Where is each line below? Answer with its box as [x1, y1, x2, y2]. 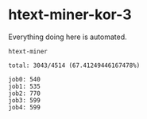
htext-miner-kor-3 [8, 6, 132, 24]
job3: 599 [8, 96, 41, 105]
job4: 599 [8, 103, 41, 111]
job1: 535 [8, 82, 41, 90]
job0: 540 [8, 75, 41, 83]
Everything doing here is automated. [8, 32, 127, 42]
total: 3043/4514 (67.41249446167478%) [8, 61, 141, 69]
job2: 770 [8, 89, 41, 97]
